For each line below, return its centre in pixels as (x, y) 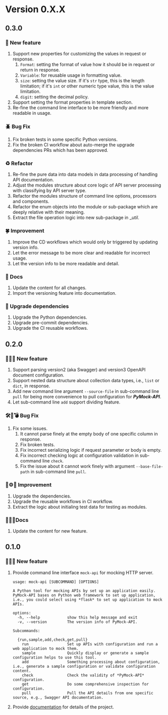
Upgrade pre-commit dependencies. (51, 323)
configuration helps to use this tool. (55, 657)
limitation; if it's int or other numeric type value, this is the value (87, 86)
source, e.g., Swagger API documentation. (58, 697)
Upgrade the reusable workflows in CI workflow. (63, 501)
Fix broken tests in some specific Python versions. (65, 139)
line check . (53, 461)
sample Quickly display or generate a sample (86, 653)
